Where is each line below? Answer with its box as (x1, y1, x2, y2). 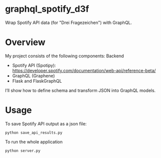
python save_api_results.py (5, 130, 63, 135)
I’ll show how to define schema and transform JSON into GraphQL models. (5, 87, 156, 93)
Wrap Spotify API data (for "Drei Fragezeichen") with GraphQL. (5, 20, 133, 25)
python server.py (5, 148, 41, 153)
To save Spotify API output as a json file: (5, 121, 87, 127)
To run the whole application (5, 138, 63, 145)
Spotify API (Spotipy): (12, 62, 56, 68)
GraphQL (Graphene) (12, 72, 55, 79)
